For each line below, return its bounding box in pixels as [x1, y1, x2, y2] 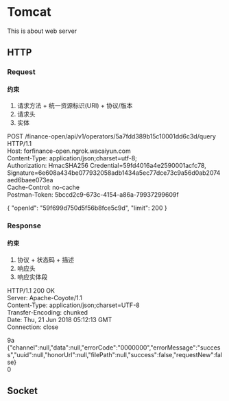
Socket [7, 385, 38, 396]
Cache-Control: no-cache [7, 183, 80, 192]
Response [7, 221, 41, 230]
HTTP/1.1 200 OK [7, 286, 55, 295]
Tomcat [7, 4, 51, 20]
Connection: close [7, 323, 59, 331]
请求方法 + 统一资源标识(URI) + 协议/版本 [16, 101, 133, 110]
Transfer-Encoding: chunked [7, 308, 88, 316]
